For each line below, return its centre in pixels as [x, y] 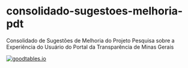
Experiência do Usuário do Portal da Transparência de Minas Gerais [90, 47]
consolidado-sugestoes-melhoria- [95, 11]
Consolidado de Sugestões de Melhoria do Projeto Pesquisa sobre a [91, 40]
